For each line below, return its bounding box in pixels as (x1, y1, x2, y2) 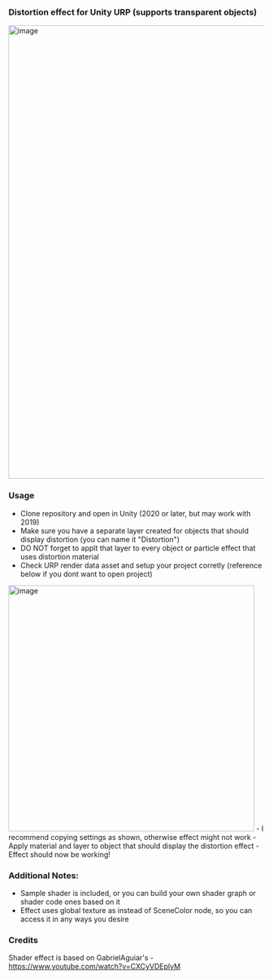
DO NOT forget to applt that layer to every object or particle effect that (19, 543, 256, 553)
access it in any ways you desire (19, 914, 130, 924)
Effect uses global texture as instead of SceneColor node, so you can (19, 905, 253, 915)
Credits (8, 934, 38, 946)
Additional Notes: (8, 869, 80, 881)
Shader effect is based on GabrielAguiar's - (8, 953, 154, 963)
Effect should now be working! (8, 849, 111, 859)
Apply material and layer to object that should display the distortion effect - (8, 841, 260, 851)
